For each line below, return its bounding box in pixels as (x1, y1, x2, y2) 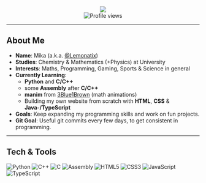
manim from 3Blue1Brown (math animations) (24, 91, 137, 98)
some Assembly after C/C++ (24, 84, 99, 91)
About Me (6, 35, 45, 46)
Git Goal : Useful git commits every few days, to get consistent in (15, 116, 178, 124)
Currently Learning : (15, 71, 67, 78)
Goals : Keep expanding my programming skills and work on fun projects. (15, 110, 200, 118)
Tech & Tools (6, 147, 56, 157)
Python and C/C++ (24, 78, 74, 85)
